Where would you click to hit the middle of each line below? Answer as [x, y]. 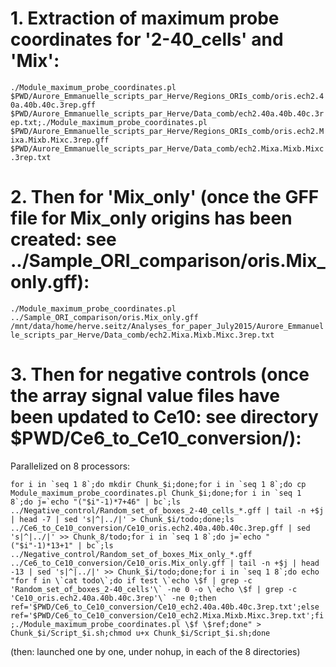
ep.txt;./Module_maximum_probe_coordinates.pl [109, 122]
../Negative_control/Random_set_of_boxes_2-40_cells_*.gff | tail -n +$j [167, 510]
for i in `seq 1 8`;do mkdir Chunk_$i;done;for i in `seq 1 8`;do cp [158, 484]
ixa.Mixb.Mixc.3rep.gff [60, 140]
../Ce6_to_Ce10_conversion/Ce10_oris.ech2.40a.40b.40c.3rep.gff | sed [160, 528]
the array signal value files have [145, 396]
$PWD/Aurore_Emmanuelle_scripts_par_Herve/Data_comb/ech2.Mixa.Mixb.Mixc [167, 148]
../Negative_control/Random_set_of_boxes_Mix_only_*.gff [131, 554]
